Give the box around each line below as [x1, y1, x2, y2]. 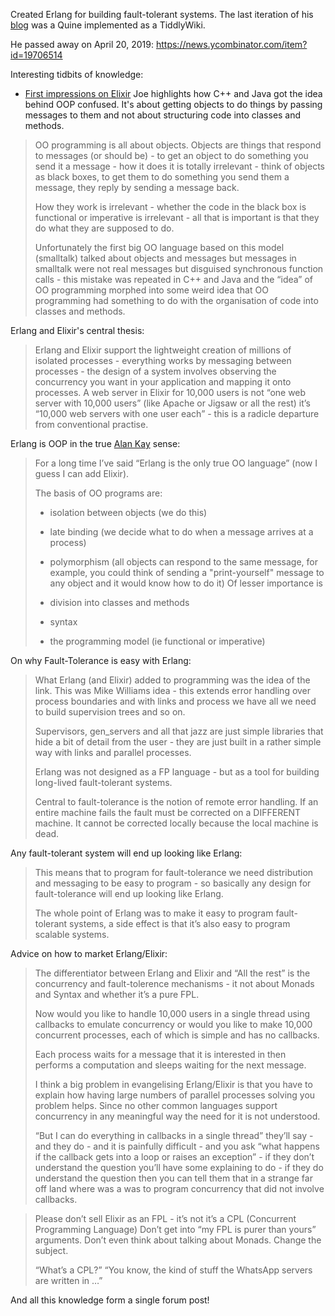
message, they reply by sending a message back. [34, 182, 240, 193]
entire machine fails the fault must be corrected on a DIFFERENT [34, 807, 302, 818]
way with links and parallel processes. [34, 747, 192, 758]
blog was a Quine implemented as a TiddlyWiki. [10, 19, 206, 31]
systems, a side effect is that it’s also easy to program [69, 918, 291, 929]
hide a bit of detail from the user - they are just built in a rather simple [34, 736, 322, 748]
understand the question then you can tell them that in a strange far [34, 1172, 313, 1184]
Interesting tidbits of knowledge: [10, 69, 144, 80]
